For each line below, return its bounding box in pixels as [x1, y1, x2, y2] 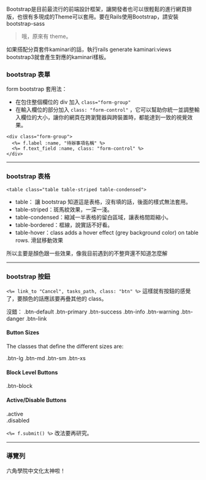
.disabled [6, 417, 29, 424]
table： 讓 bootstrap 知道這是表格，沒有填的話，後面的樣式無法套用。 [15, 198, 191, 205]
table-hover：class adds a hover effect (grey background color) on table [15, 229, 199, 236]
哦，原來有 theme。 [21, 33, 72, 40]
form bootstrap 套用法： [6, 85, 67, 93]
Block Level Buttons [6, 368, 58, 376]
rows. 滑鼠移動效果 [15, 236, 63, 244]
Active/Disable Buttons [6, 396, 67, 404]
